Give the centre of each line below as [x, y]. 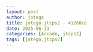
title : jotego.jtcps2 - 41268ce [46, 23]
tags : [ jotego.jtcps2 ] [34, 39]
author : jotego [25, 17]
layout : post [22, 12]
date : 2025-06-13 [28, 28]
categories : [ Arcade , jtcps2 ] [44, 34]
